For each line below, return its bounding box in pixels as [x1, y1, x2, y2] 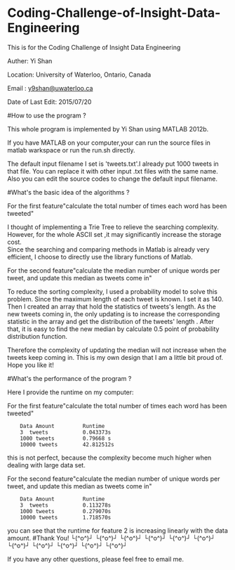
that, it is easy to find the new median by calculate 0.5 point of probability [7, 325, 220, 333]
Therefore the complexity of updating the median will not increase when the [7, 346, 227, 354]
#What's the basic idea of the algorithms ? [7, 188, 130, 196]
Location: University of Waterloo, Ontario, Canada [7, 70, 152, 79]
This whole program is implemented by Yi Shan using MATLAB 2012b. [7, 124, 209, 133]
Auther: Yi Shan [7, 56, 53, 65]
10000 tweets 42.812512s [20, 441, 114, 448]
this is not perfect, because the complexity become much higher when [7, 453, 212, 462]
